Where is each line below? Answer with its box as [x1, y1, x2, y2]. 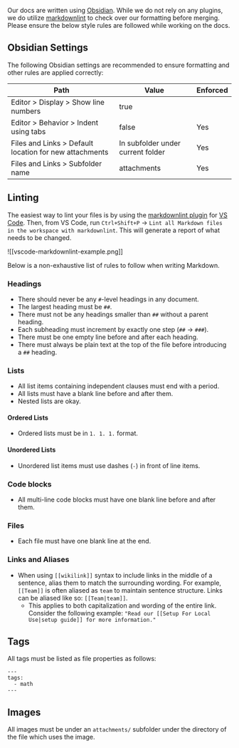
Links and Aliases [7, 555, 70, 565]
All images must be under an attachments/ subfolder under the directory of [7, 725, 227, 734]
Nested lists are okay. [17, 397, 81, 405]
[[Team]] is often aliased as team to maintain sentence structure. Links [17, 586, 223, 594]
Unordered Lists [7, 445, 56, 454]
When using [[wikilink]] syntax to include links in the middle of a [17, 571, 213, 579]
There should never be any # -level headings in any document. [17, 295, 199, 303]
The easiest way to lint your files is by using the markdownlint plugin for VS [7, 210, 228, 219]
